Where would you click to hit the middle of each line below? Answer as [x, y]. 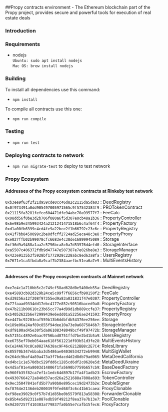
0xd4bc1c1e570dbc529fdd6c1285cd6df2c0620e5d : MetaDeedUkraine [72, 362]
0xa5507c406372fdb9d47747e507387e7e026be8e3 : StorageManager [71, 250]
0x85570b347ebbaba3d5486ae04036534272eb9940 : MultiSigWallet [68, 351]
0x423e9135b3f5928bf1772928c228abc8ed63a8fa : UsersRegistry [69, 255]
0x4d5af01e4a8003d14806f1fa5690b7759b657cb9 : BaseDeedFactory [72, 367]
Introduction [20, 30]
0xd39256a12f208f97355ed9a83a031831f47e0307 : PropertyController [73, 298]
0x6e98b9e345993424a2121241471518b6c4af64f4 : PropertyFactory [71, 223]
